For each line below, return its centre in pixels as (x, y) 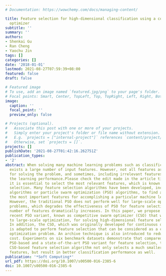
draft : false (19, 79)
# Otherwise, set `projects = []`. (44, 142)
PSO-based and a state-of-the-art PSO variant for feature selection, (84, 243)
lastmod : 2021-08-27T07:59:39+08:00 (43, 69)
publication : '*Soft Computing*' (40, 257)
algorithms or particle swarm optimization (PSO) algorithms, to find (84, 193)
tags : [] (14, 55)
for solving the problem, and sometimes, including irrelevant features (86, 174)
